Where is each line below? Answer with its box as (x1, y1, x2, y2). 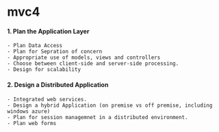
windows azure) (7, 107, 51, 115)
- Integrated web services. (7, 96, 88, 103)
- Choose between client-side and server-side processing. (7, 60, 179, 67)
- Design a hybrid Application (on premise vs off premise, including (7, 102, 213, 109)
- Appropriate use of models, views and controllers (7, 54, 161, 62)
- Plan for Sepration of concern (7, 49, 103, 55)
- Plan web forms (7, 120, 57, 127)
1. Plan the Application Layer (7, 27, 90, 35)
